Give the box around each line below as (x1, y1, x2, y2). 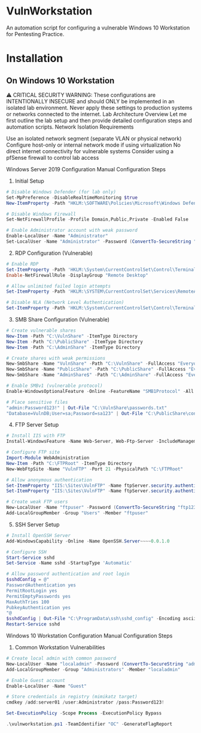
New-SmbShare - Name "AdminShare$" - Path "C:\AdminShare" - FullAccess (6, 372, 184, 378)
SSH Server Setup (14, 521, 60, 528)
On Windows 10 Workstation (6, 75, 115, 85)
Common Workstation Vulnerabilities (14, 644, 105, 651)
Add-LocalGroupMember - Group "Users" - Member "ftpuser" (6, 510, 148, 516)
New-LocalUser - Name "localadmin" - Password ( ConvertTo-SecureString (6, 661, 184, 667)
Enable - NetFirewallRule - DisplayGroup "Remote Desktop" (6, 272, 148, 278)
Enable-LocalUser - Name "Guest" (6, 683, 87, 689)
